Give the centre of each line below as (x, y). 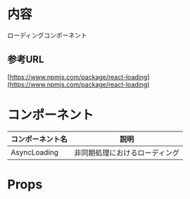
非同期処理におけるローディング (127, 153)
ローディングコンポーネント (47, 35)
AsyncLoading (34, 152)
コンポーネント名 (39, 139)
